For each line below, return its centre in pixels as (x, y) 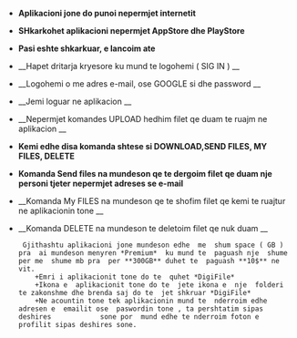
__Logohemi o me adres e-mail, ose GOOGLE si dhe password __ (139, 84)
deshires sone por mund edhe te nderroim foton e (138, 317)
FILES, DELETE (46, 156)
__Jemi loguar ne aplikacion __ (75, 101)
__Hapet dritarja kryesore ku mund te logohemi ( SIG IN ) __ (128, 66)
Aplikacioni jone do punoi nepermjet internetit (107, 13)
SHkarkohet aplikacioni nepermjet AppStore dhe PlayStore (131, 31)
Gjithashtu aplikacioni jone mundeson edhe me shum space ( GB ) (153, 245)
